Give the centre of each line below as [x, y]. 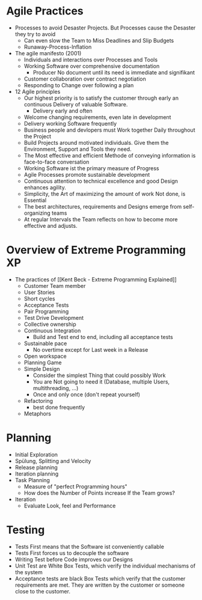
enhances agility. [45, 187]
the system [29, 572]
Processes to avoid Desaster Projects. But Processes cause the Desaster [105, 28]
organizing [37, 213]
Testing [26, 530]
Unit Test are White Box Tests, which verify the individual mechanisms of [105, 566]
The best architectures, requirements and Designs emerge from [103, 206]
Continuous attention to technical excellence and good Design [101, 181]
